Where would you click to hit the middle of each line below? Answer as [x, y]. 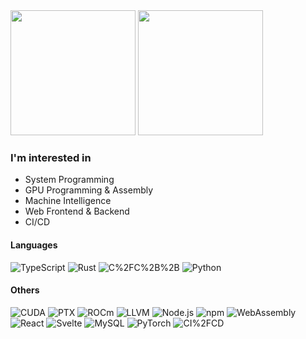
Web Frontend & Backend [77, 211]
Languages [34, 245]
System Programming [69, 180]
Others [25, 290]
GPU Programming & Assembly [89, 190]
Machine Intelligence [68, 201]
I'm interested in [51, 157]
